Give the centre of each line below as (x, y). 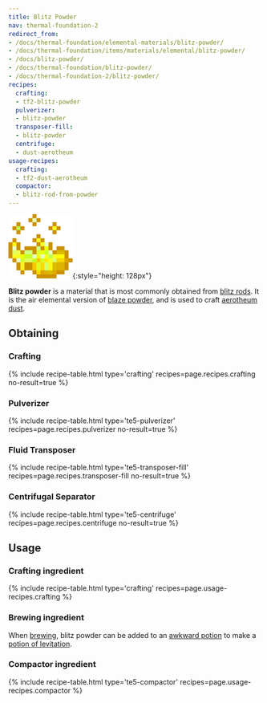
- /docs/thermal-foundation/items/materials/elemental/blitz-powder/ (127, 51)
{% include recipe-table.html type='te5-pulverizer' (92, 421)
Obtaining (34, 333)
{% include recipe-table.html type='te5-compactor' (93, 681)
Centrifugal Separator (52, 497)
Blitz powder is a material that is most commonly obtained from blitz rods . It (133, 291)
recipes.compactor (40, 690)
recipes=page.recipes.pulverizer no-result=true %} (93, 429)
